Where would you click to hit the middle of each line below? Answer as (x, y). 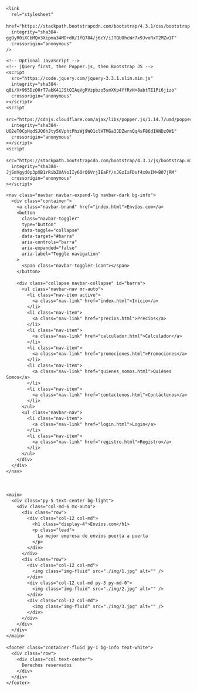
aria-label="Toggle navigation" (61, 254)
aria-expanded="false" (49, 248)
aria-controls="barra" (49, 242)
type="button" (39, 224)
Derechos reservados (47, 665)
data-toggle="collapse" (51, 230)
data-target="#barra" (48, 236)
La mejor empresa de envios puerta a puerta (93, 536)
